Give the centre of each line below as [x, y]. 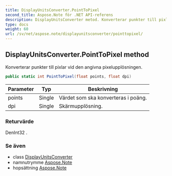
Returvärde [20, 121]
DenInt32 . [16, 132]
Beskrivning [103, 89]
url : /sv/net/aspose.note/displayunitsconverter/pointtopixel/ [74, 34]
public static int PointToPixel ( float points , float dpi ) [68, 76]
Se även [15, 146]
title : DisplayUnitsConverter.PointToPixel [52, 10]
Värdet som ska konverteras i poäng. [103, 97]
